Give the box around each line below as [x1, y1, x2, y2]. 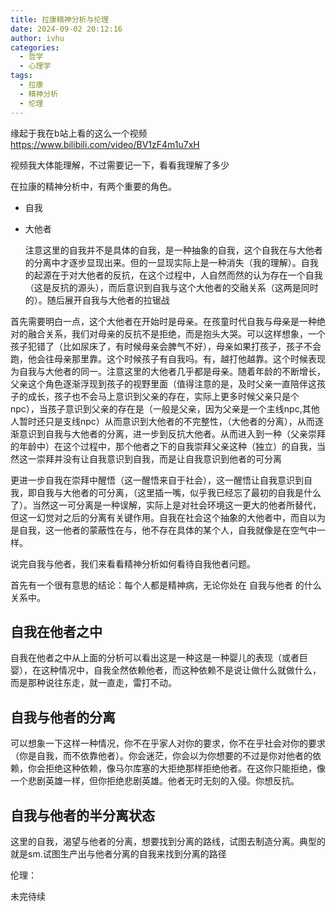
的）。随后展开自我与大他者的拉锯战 [24, 294, 170, 306]
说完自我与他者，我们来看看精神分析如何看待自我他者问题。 [10, 557, 256, 570]
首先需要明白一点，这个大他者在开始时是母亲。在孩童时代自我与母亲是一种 [10, 315, 317, 327]
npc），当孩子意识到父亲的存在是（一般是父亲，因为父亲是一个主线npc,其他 [10, 402, 320, 415]
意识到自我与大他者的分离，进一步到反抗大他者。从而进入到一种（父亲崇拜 [18, 427, 326, 440]
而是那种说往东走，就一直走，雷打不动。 [10, 677, 177, 689]
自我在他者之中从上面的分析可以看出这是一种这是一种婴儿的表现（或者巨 [10, 652, 308, 664]
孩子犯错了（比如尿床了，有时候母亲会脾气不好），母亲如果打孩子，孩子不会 [10, 340, 322, 352]
